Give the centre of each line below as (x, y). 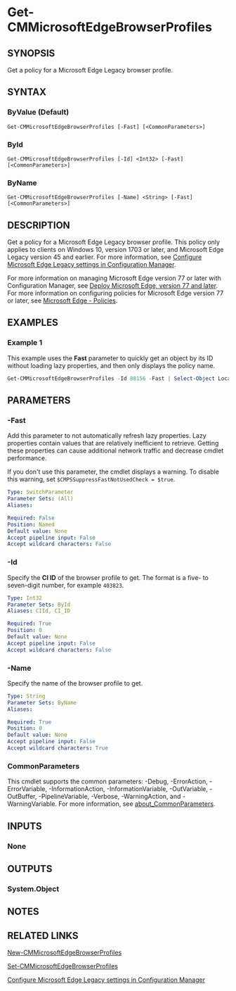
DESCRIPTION (39, 225)
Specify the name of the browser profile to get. (75, 683)
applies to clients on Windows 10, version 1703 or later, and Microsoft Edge (116, 250)
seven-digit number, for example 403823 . (66, 585)
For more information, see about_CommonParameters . (137, 804)
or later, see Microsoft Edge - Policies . (63, 301)
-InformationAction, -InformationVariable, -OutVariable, (129, 789)
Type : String (26, 696)
